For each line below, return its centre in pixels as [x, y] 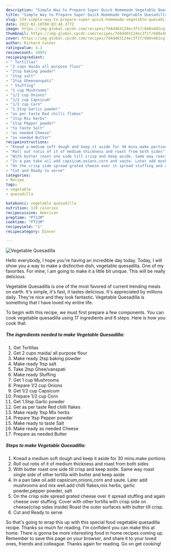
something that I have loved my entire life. [49, 302]
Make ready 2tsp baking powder [47, 358]
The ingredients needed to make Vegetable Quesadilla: [65, 335]
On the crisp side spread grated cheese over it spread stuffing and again [89, 496]
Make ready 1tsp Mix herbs [41, 412]
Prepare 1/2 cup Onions [38, 385]
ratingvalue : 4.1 [24, 48]
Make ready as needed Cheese [46, 428]
